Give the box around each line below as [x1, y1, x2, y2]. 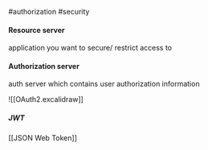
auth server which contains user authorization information [8, 79, 200, 89]
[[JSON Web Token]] [8, 133, 78, 143]
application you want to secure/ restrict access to [8, 43, 173, 53]
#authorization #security [8, 7, 90, 16]
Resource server [8, 25, 66, 34]
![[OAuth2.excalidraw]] [8, 95, 84, 104]
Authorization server [8, 61, 80, 71]
